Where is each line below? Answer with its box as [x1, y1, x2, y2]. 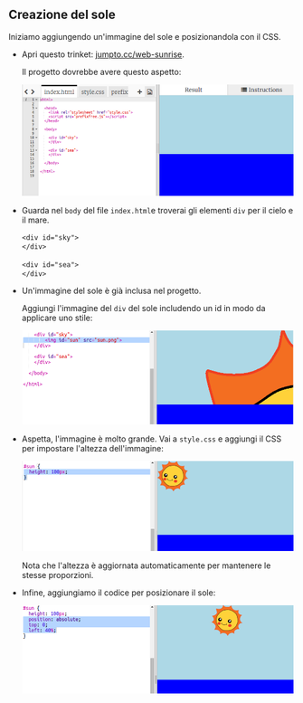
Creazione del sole [8, 7, 116, 23]
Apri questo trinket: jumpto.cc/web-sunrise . [21, 49, 185, 60]
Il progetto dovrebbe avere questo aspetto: [21, 66, 182, 77]
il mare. [21, 214, 50, 225]
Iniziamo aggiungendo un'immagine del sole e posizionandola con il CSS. [8, 31, 281, 42]
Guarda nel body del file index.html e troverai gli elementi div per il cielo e [21, 204, 294, 215]
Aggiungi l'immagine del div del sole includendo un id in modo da [21, 302, 266, 313]
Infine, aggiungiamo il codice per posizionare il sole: [21, 587, 216, 598]
